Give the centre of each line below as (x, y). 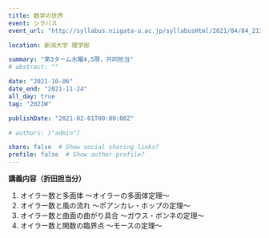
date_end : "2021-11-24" (48, 89)
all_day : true (32, 96)
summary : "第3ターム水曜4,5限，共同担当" (71, 60)
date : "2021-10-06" (41, 82)
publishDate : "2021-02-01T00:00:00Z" (71, 118)
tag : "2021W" (30, 104)
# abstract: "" (34, 67)
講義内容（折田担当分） (47, 178)
